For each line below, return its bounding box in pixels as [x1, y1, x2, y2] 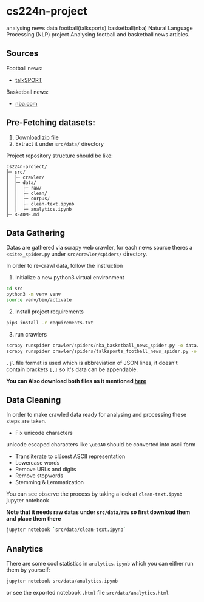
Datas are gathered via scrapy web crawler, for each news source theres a [6, 244, 193, 251]
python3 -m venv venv [6, 292, 61, 298]
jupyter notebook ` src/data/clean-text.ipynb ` [6, 527, 126, 533]
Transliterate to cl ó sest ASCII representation [15, 453, 126, 460]
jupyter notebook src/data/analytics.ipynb [6, 578, 118, 584]
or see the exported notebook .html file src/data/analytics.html [6, 589, 169, 596]
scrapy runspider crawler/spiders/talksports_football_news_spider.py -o [6, 348, 197, 354]
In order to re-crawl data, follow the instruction [6, 262, 123, 270]
